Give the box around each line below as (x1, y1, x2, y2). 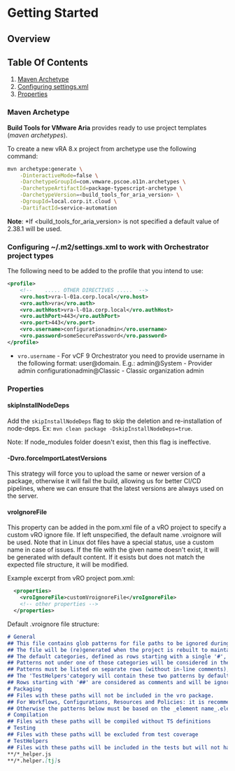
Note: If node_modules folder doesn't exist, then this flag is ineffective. (7, 438, 211, 446)
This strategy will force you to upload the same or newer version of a (7, 469, 206, 478)
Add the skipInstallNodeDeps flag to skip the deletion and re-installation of (7, 417, 222, 425)
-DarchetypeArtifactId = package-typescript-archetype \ (20, 185, 183, 192)
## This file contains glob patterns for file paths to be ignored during (7, 639, 230, 647)
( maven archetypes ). (7, 131, 68, 139)
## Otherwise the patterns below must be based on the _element (7, 705, 199, 712)
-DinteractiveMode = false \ (20, 172, 99, 179)
